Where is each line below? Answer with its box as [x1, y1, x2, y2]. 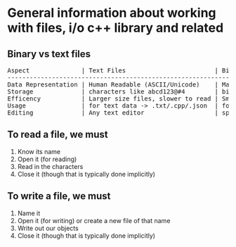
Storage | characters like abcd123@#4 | [7, 88, 219, 96]
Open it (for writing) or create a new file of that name [17, 216, 171, 224]
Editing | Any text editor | [7, 109, 219, 117]
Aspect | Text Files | [7, 67, 219, 75]
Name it [17, 209, 41, 217]
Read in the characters [17, 162, 84, 170]
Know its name [17, 147, 61, 156]
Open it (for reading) [17, 155, 77, 163]
